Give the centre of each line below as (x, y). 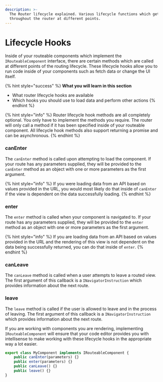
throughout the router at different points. (55, 18)
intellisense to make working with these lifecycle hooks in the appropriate (78, 339)
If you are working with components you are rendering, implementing (74, 328)
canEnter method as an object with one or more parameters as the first (76, 169)
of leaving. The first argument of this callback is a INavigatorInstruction (78, 314)
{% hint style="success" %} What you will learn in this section (68, 86)
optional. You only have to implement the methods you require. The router (79, 120)
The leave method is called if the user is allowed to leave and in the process (81, 309)
